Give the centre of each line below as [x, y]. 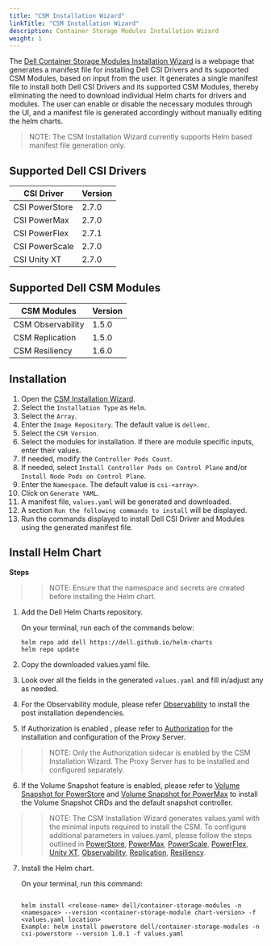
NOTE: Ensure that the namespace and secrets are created [147, 588]
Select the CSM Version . [60, 433]
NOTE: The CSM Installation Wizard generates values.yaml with [154, 818]
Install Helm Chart [55, 553]
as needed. [40, 688]
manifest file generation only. [77, 145]
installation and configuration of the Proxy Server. [103, 737]
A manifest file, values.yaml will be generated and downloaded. [126, 502]
